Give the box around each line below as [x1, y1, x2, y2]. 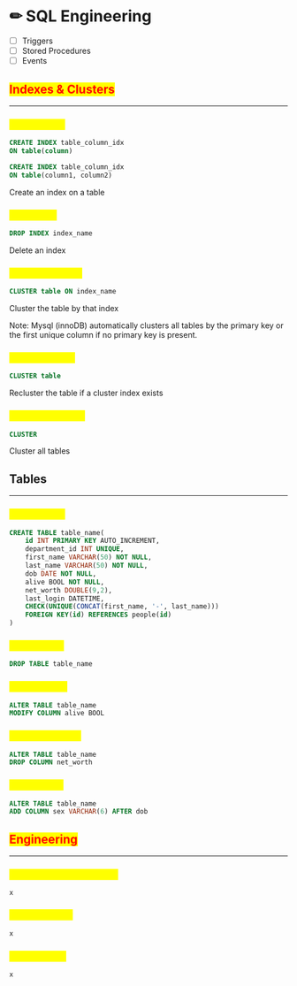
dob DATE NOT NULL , [25, 569, 97, 578]
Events [21, 56, 48, 66]
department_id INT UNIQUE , [25, 545, 125, 554]
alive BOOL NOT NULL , [25, 577, 104, 586]
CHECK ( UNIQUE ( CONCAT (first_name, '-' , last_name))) [25, 602, 219, 611]
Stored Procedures [21, 46, 91, 56]
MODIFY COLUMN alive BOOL [9, 709, 104, 718]
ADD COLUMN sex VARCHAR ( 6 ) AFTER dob [9, 807, 148, 816]
